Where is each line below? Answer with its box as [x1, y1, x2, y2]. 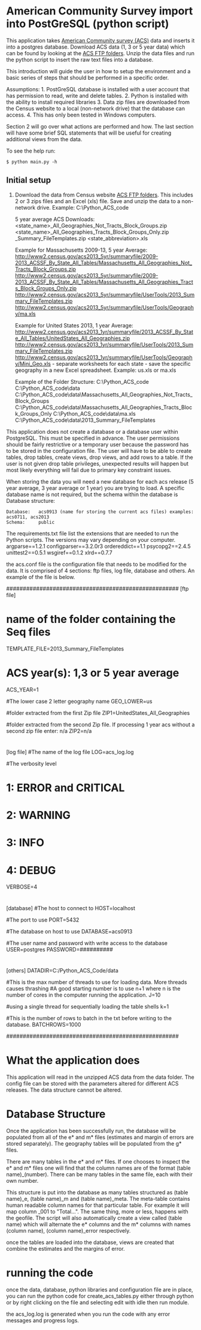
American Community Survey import [6, 4, 193, 18]
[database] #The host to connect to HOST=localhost [6, 904, 136, 911]
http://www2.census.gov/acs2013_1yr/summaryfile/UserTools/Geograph [14, 353, 193, 361]
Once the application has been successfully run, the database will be [6, 1127, 176, 1134]
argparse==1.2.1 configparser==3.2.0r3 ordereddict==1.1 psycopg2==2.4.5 [6, 542, 191, 550]
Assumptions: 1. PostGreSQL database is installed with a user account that [6, 85, 190, 93]
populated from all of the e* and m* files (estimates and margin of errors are [6, 1134, 194, 1141]
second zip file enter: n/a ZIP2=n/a [6, 727, 92, 734]
